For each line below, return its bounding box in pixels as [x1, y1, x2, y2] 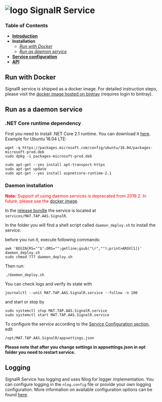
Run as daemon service [19, 49, 67, 54]
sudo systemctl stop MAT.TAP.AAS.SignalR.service [5, 308, 108, 313]
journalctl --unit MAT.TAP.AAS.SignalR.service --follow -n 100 [5, 290, 138, 296]
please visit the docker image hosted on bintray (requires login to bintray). [5, 91, 153, 97]
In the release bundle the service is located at [5, 208, 96, 214]
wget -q [5, 145, 21, 150]
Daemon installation [5, 182, 53, 189]
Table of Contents [5, 22, 49, 29]
